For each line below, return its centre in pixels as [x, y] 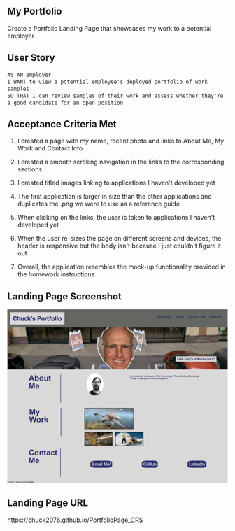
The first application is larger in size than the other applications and [114, 197]
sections [30, 169]
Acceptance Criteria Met [62, 124]
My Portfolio [35, 12]
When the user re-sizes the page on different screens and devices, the [119, 239]
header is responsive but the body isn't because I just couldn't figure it [119, 246]
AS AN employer [29, 75]
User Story [31, 58]
